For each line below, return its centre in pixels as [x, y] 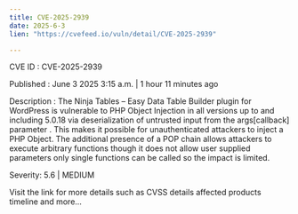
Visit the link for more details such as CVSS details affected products [135, 193]
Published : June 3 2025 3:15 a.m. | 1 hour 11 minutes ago [114, 84]
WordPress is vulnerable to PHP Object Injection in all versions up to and [142, 111]
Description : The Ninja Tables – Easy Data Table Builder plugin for [130, 101]
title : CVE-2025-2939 [49, 17]
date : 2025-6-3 [37, 26]
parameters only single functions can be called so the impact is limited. [140, 158]
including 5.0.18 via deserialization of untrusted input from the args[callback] [149, 120]
